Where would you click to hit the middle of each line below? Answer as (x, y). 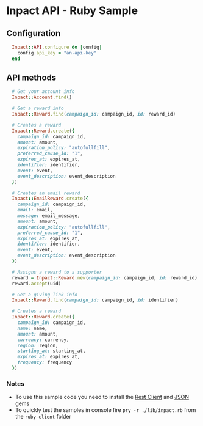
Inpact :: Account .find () (42, 97)
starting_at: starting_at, (52, 351)
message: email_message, (49, 216)
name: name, (32, 328)
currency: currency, (43, 340)
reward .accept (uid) (37, 284)
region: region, (38, 345)
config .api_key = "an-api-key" (57, 53)
